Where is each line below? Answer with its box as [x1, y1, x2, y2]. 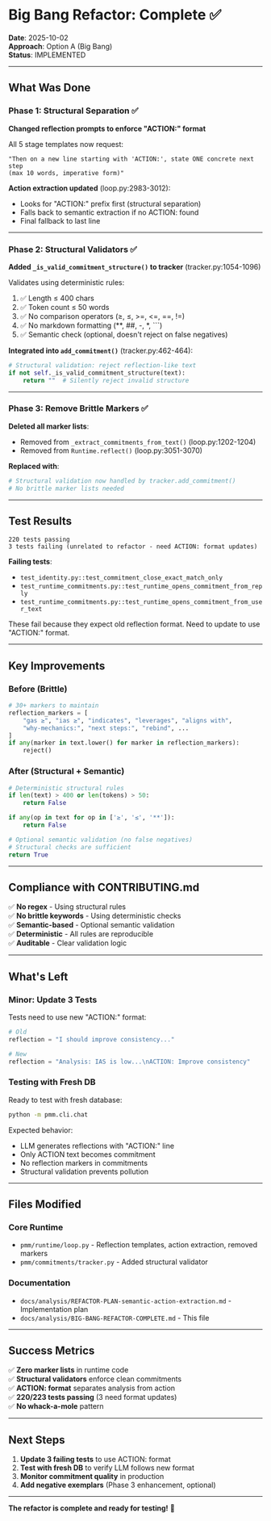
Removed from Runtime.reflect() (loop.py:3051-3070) [19, 446, 203, 455]
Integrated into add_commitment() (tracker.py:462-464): [8, 346, 194, 355]
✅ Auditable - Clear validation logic [8, 938, 127, 948]
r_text [19, 605, 43, 614]
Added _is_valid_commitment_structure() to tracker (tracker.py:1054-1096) [8, 262, 261, 271]
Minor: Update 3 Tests [8, 994, 98, 1005]
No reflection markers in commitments [19, 1158, 148, 1167]
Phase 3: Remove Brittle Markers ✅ [8, 403, 149, 414]
